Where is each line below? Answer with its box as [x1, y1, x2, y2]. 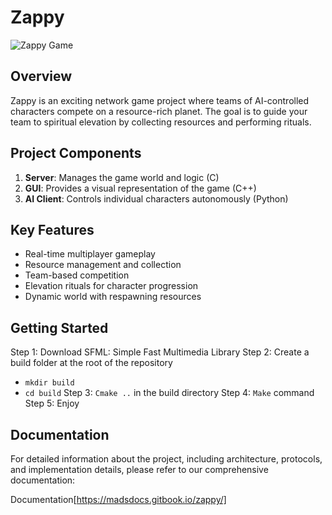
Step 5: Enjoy [24, 397, 80, 410]
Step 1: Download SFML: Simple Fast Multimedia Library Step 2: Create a [10, 346, 310, 358]
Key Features [10, 221, 95, 238]
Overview [10, 68, 73, 85]
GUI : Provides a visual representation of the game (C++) [24, 182, 257, 194]
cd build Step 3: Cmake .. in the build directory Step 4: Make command [24, 387, 315, 399]
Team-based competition [24, 269, 130, 281]
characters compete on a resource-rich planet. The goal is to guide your [10, 105, 308, 117]
